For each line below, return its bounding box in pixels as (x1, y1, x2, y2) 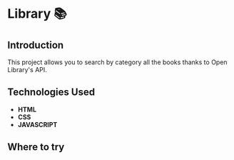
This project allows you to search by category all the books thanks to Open (7, 58, 228, 66)
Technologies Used (7, 86, 95, 99)
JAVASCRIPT (17, 120, 58, 129)
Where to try (7, 141, 65, 154)
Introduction (7, 39, 64, 51)
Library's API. (7, 66, 48, 74)
